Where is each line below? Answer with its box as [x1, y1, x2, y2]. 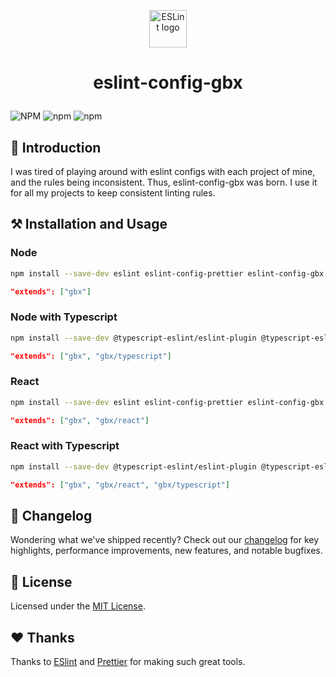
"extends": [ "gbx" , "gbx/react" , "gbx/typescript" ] [10, 480, 230, 490]
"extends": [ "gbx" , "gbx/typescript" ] [10, 351, 172, 361]
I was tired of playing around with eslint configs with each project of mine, [10, 166, 316, 177]
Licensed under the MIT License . [10, 600, 146, 612]
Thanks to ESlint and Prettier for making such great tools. [10, 656, 246, 668]
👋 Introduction [10, 139, 102, 156]
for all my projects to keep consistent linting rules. [10, 187, 216, 199]
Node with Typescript [10, 310, 118, 324]
